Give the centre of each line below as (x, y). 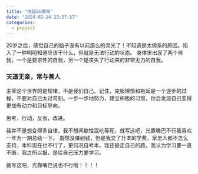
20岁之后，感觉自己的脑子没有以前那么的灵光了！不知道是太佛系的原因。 (95, 45)
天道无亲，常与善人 (33, 77)
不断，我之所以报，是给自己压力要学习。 (55, 152)
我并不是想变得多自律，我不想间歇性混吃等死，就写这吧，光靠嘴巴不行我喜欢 (99, 130)
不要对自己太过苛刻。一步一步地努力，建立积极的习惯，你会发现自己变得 (104, 98)
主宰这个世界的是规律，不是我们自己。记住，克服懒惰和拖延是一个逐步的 (94, 91)
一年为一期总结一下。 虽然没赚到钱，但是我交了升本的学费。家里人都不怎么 (97, 138)
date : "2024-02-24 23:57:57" (42, 17)
